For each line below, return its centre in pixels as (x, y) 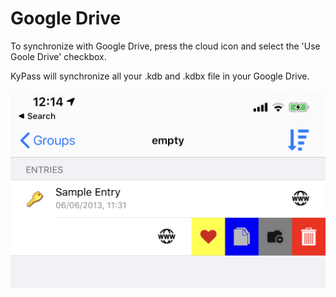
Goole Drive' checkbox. (58, 56)
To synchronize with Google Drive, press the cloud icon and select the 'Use (165, 46)
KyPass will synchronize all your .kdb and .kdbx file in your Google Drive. (160, 76)
